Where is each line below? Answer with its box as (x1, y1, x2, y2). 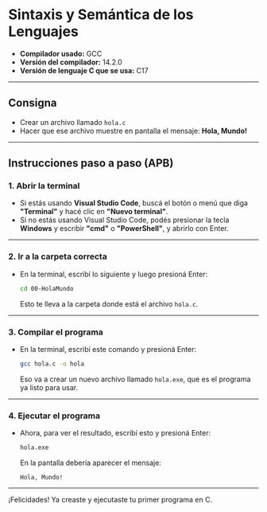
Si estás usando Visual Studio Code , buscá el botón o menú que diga (19, 198, 249, 208)
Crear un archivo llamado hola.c (19, 117, 126, 127)
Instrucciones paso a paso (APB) (8, 157, 174, 170)
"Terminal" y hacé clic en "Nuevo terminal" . (19, 207, 168, 217)
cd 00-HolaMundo (19, 284, 74, 292)
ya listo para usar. (19, 382, 78, 392)
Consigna (8, 96, 57, 110)
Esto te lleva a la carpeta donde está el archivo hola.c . (19, 299, 199, 308)
